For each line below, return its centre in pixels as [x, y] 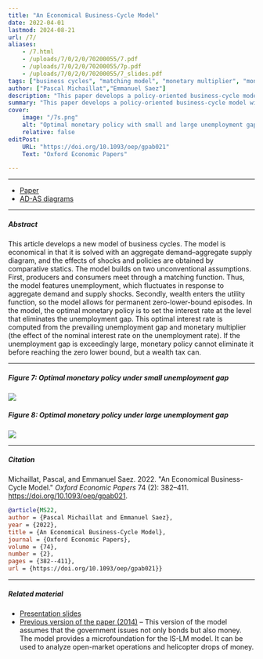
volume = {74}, [33, 547]
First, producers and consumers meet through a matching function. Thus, [126, 277]
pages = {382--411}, [42, 562]
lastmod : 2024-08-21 [42, 30]
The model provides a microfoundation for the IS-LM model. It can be [131, 638]
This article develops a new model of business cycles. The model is [117, 244]
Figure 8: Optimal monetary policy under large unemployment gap [119, 415]
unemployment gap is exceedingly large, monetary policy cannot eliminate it [131, 344]
